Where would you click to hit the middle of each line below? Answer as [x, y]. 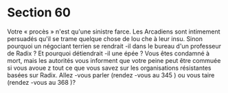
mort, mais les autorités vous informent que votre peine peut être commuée [114, 60]
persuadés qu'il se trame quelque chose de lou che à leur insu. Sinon [105, 38]
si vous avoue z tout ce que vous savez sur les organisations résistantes [109, 68]
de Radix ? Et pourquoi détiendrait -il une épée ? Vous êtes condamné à [109, 53]
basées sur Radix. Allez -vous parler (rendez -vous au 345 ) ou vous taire [111, 75]
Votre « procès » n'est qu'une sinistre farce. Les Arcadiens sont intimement [114, 31]
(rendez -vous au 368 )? [42, 82]
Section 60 [39, 13]
